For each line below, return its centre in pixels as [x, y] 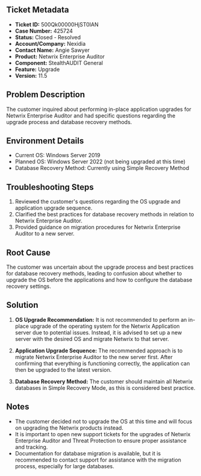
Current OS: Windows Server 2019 [57, 155]
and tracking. [31, 447]
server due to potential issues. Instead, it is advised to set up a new [98, 332]
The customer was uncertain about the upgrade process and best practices [100, 267]
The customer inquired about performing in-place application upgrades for [99, 109]
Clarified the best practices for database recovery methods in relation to [104, 215]
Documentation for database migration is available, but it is [88, 453]
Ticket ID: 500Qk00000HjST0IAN [57, 24]
